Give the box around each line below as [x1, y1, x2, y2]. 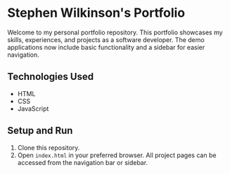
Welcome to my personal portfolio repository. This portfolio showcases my [7, 28, 223, 36]
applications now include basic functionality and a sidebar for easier [7, 43, 205, 51]
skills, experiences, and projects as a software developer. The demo [7, 35, 205, 43]
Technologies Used [7, 71, 94, 83]
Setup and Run [7, 125, 73, 137]
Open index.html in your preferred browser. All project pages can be [17, 151, 217, 159]
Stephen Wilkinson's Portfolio [7, 5, 186, 21]
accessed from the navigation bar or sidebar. [17, 158, 148, 166]
